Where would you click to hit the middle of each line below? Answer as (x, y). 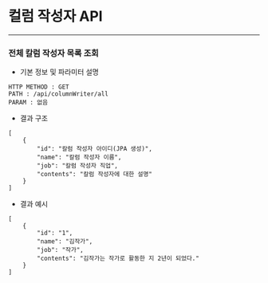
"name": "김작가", (65, 242)
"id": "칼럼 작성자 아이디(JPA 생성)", (95, 149)
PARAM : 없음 (28, 103)
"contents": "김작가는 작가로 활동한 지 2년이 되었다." (118, 259)
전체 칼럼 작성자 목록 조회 (54, 53)
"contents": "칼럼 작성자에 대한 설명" (95, 175)
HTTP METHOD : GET (39, 87)
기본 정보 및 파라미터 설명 (59, 72)
